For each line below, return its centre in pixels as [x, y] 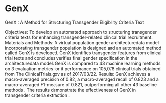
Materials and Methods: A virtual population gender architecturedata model [82, 42]
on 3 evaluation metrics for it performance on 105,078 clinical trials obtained [83, 69]
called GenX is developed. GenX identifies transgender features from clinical [83, 53]
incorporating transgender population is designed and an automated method [83, 48]
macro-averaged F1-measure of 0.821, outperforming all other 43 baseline [81, 84]
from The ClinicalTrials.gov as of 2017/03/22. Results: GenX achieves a [78, 74]
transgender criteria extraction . [38, 95]
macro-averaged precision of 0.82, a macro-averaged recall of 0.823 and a [82, 79]
